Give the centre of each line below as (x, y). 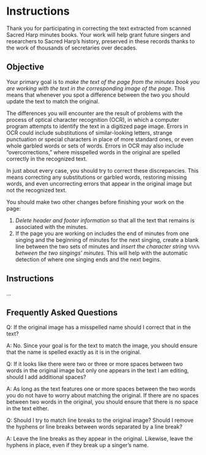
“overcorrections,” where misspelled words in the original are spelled (93, 152)
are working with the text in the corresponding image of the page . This (96, 88)
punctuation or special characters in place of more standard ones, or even (100, 139)
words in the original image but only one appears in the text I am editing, (97, 370)
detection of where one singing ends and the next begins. (88, 259)
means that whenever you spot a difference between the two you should (98, 95)
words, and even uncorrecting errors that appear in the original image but (99, 183)
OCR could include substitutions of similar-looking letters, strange (90, 132)
